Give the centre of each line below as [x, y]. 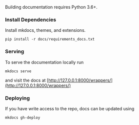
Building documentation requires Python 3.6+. [51, 7]
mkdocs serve [18, 71]
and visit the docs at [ [27, 80]
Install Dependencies [31, 20]
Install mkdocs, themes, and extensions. [45, 30]
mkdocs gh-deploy [23, 117]
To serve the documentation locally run [44, 62]
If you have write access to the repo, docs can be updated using [70, 108]
